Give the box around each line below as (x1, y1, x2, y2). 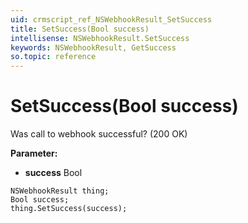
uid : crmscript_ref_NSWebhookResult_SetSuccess (10, 14, 213, 25)
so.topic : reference (10, 52, 97, 62)
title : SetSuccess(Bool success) (10, 24, 150, 34)
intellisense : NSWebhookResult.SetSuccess (10, 33, 190, 43)
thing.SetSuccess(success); (10, 204, 128, 214)
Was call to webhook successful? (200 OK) (10, 128, 188, 140)
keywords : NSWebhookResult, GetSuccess (10, 42, 177, 53)
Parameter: (10, 147, 58, 160)
